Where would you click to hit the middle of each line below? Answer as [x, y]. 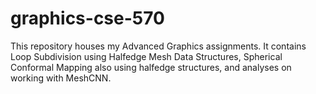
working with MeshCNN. [61, 78]
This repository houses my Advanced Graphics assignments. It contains [158, 46]
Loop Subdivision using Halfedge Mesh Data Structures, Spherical [146, 56]
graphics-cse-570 [87, 18]
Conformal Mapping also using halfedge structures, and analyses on [151, 67]
